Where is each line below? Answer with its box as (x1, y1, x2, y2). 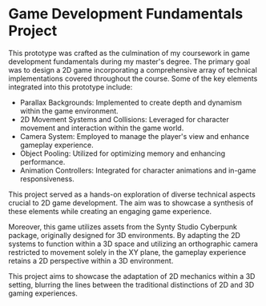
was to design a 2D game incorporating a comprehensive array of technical (8, 65, 258, 74)
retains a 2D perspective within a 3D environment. (8, 256, 174, 265)
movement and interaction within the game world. (19, 123, 184, 133)
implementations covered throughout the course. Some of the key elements (8, 74, 258, 83)
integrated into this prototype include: (8, 81, 133, 92)
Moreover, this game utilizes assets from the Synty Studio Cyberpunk (8, 221, 238, 232)
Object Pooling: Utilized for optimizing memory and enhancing (19, 149, 226, 158)
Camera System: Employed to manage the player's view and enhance (19, 131, 250, 141)
